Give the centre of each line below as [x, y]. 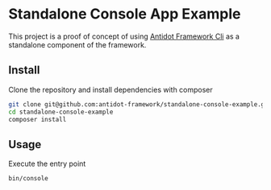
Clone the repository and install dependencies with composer [111, 89]
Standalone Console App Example [125, 14]
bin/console [28, 179]
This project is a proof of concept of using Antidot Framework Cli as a [124, 36]
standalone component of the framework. [77, 44]
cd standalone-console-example [61, 112]
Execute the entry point [47, 164]
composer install [38, 119]
